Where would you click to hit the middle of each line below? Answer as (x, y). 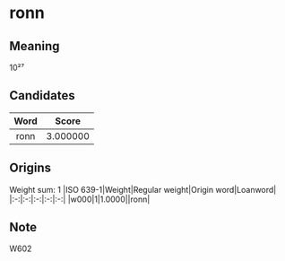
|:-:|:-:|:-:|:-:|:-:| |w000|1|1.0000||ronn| (80, 199)
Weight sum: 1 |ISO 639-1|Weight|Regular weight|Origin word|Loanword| (143, 189)
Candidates (42, 96)
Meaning (35, 46)
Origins (30, 168)
